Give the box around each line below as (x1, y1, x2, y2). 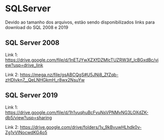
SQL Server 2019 (5, 91, 58, 100)
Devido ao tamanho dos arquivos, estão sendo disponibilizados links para (5, 19, 155, 25)
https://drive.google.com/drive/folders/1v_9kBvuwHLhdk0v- (19, 124, 142, 130)
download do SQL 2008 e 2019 (5, 24, 68, 30)
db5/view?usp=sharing (5, 114, 52, 120)
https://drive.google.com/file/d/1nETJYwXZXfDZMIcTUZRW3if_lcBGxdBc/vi (5, 57, 159, 63)
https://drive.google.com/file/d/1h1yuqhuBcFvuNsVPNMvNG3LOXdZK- (5, 109, 149, 115)
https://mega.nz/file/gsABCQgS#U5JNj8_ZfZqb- (19, 72, 119, 78)
